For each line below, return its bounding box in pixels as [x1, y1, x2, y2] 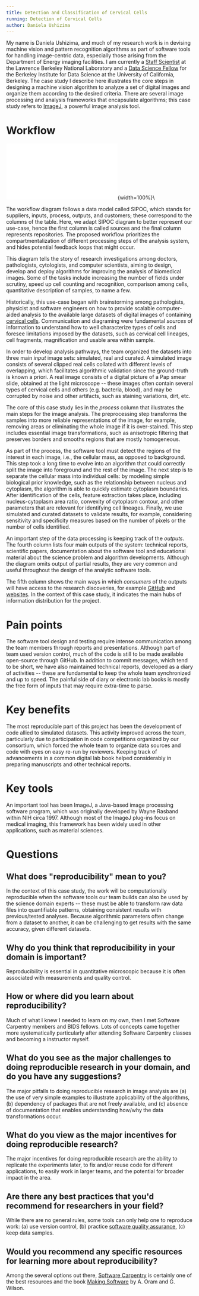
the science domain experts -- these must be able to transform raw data [6, 900, 183, 907]
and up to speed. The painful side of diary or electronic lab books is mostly [6, 676, 190, 683]
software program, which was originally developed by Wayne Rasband [6, 808, 179, 815]
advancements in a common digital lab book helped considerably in [6, 755, 172, 762]
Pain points [6, 618, 63, 632]
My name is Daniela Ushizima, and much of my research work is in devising [6, 39, 191, 47]
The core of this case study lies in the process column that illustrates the [6, 404, 184, 411]
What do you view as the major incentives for [6, 1130, 177, 1140]
